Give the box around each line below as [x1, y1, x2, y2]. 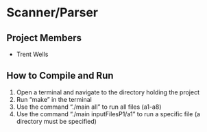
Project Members [6, 32, 82, 44]
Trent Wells [16, 50, 49, 58]
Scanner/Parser [6, 5, 99, 21]
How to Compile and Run [6, 70, 114, 81]
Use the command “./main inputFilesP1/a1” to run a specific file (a [16, 109, 200, 118]
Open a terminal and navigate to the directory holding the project [16, 88, 200, 96]
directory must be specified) [16, 117, 97, 125]
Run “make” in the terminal [16, 95, 92, 103]
